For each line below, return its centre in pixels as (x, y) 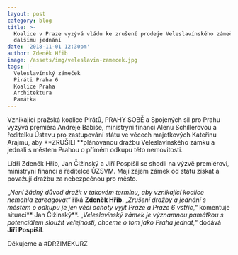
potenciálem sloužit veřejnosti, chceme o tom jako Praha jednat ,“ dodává (114, 222)
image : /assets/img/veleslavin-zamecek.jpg (73, 60)
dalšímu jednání (38, 40)
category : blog (30, 21)
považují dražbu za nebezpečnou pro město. (73, 178)
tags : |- (20, 67)
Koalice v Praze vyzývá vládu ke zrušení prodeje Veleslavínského (114, 34)
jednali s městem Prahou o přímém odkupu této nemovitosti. (95, 150)
